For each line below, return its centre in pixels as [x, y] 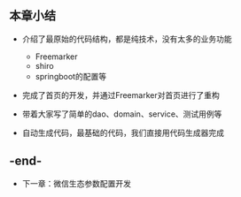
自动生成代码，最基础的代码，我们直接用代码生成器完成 [123, 133]
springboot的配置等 [71, 76]
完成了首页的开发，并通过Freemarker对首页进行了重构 [120, 95]
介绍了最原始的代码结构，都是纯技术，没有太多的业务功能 [127, 39]
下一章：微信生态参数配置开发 [76, 183]
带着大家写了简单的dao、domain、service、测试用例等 [122, 114]
